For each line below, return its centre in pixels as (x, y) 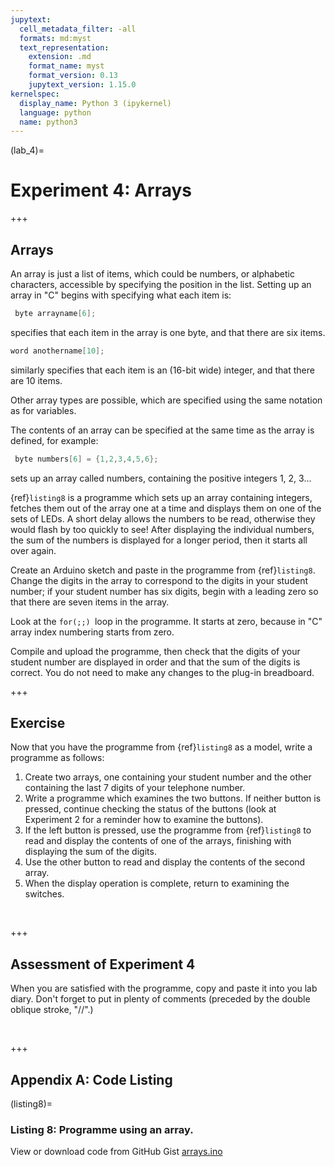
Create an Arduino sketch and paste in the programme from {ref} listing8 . (163, 570)
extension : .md (60, 57)
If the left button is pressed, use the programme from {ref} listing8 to (168, 830)
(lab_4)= (27, 150)
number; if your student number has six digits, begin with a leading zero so (164, 591)
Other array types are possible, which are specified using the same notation (166, 400)
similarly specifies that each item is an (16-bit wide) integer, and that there (162, 370)
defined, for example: (54, 440)
